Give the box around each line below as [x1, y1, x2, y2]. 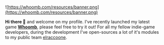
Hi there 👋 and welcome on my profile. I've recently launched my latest [5, 19, 150, 24]
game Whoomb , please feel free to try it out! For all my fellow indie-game [5, 24, 155, 30]
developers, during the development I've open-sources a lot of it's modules [5, 29, 160, 35]
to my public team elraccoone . [5, 34, 67, 40]
